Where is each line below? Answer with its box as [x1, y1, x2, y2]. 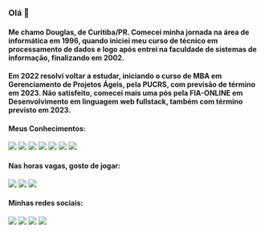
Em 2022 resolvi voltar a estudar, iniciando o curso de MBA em [8, 72, 222, 81]
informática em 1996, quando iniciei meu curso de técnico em [8, 35, 218, 45]
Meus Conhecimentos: [8, 124, 86, 133]
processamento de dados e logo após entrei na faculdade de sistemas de [8, 44, 257, 54]
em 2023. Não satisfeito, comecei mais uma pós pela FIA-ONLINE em [8, 88, 243, 98]
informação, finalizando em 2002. [8, 52, 124, 63]
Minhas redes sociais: [8, 198, 84, 208]
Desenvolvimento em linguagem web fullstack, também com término [8, 96, 243, 107]
